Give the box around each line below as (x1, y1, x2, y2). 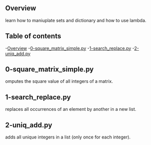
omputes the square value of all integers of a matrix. (5, 78, 113, 84)
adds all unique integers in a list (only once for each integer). (5, 134, 131, 140)
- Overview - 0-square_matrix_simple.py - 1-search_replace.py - (5, 45, 134, 51)
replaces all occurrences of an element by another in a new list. (5, 106, 136, 112)
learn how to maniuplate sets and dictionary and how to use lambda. (5, 17, 146, 23)
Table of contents (5, 32, 61, 41)
